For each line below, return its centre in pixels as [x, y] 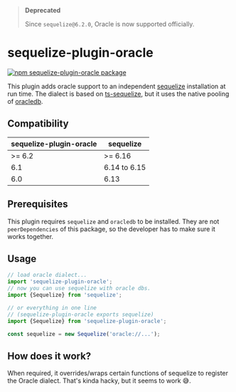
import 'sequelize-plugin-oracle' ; [60, 282]
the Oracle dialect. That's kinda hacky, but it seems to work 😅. [99, 381]
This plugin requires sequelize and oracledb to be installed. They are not [113, 221]
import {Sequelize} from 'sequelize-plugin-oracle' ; [87, 321]
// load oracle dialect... [47, 275]
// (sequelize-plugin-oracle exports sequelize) [81, 314]
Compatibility [38, 124]
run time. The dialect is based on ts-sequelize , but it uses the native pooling [118, 94]
